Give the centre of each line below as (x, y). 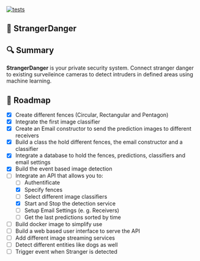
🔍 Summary (30, 50)
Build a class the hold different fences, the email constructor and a (99, 142)
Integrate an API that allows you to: (59, 176)
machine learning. (29, 81)
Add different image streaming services (65, 238)
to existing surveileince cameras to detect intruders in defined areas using (100, 75)
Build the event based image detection (64, 169)
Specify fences (43, 189)
